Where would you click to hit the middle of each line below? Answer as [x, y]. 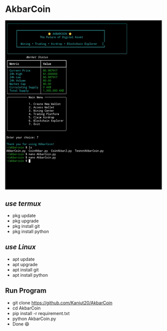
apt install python [30, 275]
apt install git [25, 270]
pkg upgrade [25, 221]
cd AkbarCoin [26, 308]
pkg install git [26, 226]
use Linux [21, 247]
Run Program [26, 291]
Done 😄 [21, 324]
